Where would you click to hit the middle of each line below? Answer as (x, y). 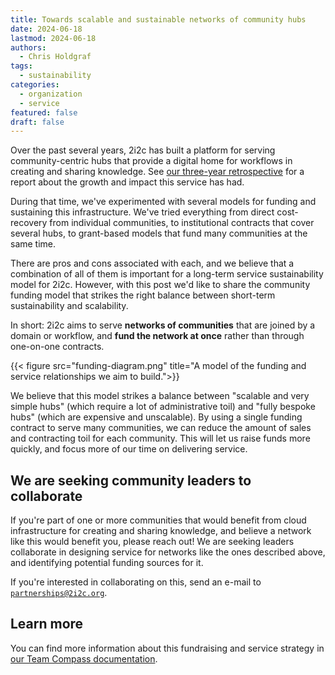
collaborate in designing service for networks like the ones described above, (168, 552)
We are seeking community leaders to (131, 480)
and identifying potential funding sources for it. (107, 563)
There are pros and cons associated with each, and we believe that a (152, 263)
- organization (51, 94)
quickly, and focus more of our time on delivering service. (129, 449)
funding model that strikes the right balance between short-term (143, 295)
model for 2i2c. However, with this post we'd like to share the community (160, 285)
